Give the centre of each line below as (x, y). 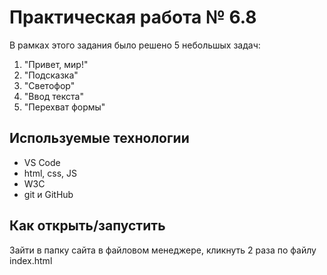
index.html (31, 260)
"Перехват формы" (64, 107)
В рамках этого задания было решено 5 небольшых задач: (135, 45)
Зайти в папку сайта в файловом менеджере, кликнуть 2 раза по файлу (163, 250)
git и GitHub (48, 194)
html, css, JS (50, 173)
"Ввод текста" (53, 96)
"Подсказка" (51, 75)
